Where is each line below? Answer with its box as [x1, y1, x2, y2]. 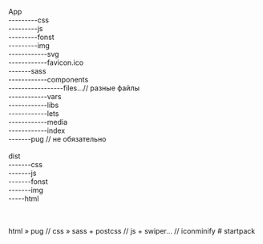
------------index [8, 126, 66, 135]
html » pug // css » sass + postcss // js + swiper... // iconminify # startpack [8, 226, 256, 235]
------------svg [8, 50, 59, 58]
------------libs [8, 100, 59, 110]
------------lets [8, 109, 59, 118]
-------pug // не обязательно [8, 134, 107, 143]
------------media [8, 118, 68, 126]
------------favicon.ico [8, 58, 84, 67]
